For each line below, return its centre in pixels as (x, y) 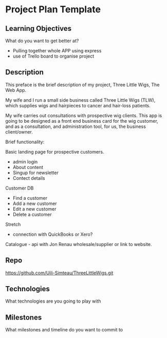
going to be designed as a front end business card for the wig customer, (82, 121)
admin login (25, 162)
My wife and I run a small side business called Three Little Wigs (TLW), (80, 100)
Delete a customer (32, 214)
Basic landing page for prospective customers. (55, 152)
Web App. (16, 90)
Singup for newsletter (36, 173)
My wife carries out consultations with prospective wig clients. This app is (84, 115)
